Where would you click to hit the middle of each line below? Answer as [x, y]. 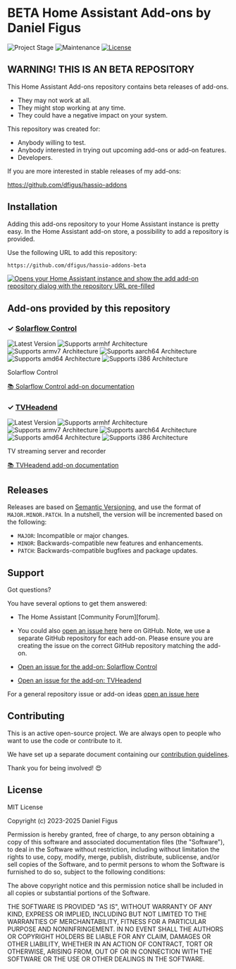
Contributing [36, 716]
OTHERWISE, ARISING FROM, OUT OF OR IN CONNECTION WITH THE [110, 951]
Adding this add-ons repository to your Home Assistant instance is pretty [113, 224]
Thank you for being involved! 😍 [55, 768]
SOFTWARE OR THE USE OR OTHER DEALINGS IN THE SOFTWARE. [106, 958]
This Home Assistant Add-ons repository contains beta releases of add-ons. [118, 87]
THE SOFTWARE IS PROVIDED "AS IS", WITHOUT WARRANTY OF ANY [110, 906]
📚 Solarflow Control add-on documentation [71, 387]
